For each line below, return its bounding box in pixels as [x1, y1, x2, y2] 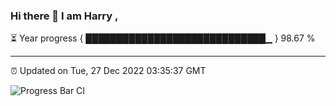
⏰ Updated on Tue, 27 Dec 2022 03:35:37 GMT [10, 65, 207, 77]
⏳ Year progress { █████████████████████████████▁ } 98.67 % [10, 32, 316, 44]
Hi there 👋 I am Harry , [10, 9, 119, 23]
